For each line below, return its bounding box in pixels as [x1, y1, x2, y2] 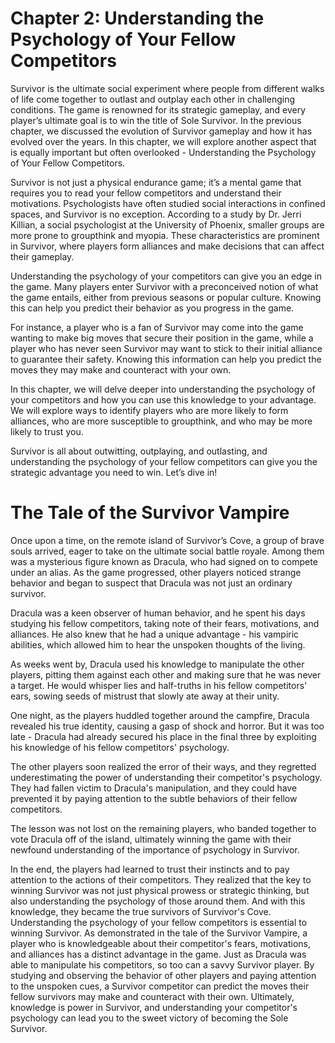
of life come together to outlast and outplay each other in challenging [10, 93, 296, 105]
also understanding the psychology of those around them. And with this [10, 895, 306, 907]
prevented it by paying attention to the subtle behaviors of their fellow [10, 792, 298, 804]
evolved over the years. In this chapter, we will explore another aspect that [10, 135, 317, 147]
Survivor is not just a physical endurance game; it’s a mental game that [10, 176, 302, 188]
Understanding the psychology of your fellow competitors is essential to [10, 916, 308, 928]
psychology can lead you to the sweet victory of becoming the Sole [10, 1012, 289, 1024]
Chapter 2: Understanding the [10, 7, 265, 30]
